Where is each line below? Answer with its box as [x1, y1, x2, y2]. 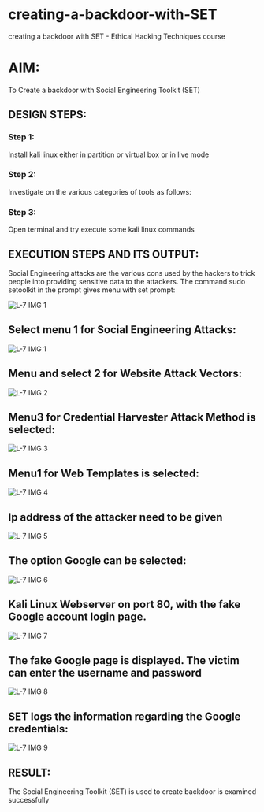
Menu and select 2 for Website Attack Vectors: [8, 367, 243, 380]
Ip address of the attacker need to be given [8, 510, 223, 524]
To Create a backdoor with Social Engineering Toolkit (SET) [8, 85, 201, 95]
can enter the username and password [8, 666, 203, 680]
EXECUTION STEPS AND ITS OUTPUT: [8, 247, 199, 261]
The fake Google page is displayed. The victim [8, 654, 240, 667]
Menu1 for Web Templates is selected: [8, 466, 199, 480]
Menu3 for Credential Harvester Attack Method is [8, 410, 256, 424]
